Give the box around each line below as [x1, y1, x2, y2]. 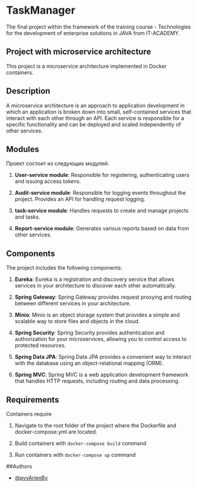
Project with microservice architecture [6, 47, 151, 57]
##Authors [6, 463, 33, 470]
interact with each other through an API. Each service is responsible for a [6, 114, 185, 122]
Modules [6, 144, 40, 154]
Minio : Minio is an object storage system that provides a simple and [14, 311, 180, 318]
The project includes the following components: [6, 264, 122, 271]
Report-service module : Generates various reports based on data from [14, 225, 189, 232]
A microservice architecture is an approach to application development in [6, 102, 185, 109]
